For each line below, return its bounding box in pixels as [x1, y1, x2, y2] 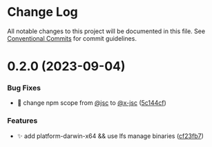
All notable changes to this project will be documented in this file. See [7, 27, 206, 35]
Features [7, 116, 38, 126]
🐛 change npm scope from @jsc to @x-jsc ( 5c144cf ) [17, 99, 167, 107]
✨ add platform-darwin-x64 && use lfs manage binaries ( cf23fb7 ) [17, 132, 204, 140]
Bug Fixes [7, 84, 41, 93]
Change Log [7, 4, 78, 20]
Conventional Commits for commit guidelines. [7, 34, 137, 42]
